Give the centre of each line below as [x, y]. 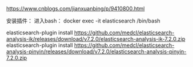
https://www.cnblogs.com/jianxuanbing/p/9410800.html [76, 9]
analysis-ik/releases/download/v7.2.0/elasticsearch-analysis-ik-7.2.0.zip [96, 39]
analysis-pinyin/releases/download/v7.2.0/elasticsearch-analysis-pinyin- [96, 52]
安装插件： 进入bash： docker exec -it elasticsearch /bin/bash [83, 21]
